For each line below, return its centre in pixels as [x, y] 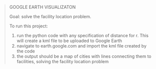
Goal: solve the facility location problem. [50, 16]
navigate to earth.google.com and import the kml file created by [81, 46]
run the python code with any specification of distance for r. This [82, 35]
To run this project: [28, 26]
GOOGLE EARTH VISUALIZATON [42, 7]
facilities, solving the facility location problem [63, 61]
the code [26, 51]
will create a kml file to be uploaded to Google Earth [69, 41]
